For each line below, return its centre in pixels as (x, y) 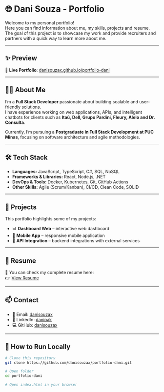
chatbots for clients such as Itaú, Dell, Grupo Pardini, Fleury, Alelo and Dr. (80, 117)
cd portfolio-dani (24, 376)
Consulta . (15, 122)
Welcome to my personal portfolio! (40, 22)
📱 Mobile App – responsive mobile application (58, 235)
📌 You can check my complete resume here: (50, 272)
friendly (13, 107)
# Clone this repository (30, 358)
